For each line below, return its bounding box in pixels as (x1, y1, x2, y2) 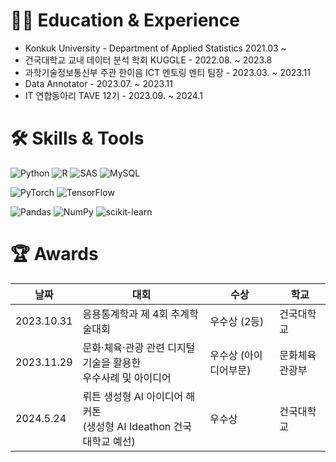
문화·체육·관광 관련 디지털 (82, 340, 196, 354)
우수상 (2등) (209, 314, 265, 328)
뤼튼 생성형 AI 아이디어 (82, 389, 184, 403)
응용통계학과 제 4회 (82, 307, 169, 321)
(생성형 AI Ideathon (82, 419, 172, 433)
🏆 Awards (10, 243, 99, 266)
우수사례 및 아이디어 (82, 370, 172, 384)
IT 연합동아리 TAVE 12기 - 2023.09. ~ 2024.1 (24, 89, 203, 101)
